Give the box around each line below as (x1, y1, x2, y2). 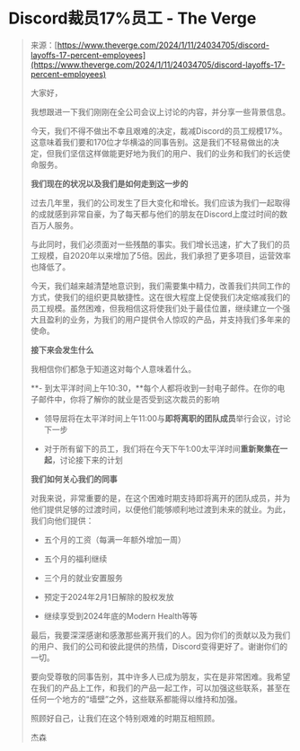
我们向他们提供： (30, 515, 94, 526)
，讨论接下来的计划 (51, 455, 123, 465)
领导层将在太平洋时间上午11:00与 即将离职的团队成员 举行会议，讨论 (43, 412, 291, 423)
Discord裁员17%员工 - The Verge (8, 8, 257, 29)
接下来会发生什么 (30, 344, 94, 355)
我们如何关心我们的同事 (30, 473, 118, 484)
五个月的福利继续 (43, 553, 108, 564)
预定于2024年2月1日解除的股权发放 (43, 591, 174, 602)
